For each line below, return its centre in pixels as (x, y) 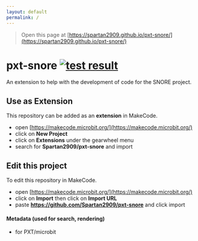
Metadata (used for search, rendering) (55, 219)
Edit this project (37, 166)
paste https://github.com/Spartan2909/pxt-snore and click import (100, 205)
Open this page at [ (45, 34)
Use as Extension (40, 101)
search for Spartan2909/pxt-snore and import (74, 147)
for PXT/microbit (35, 232)
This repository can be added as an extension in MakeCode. (82, 116)
